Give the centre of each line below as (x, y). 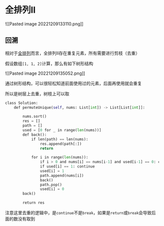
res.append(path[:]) (61, 144)
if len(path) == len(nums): (60, 139)
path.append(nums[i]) (62, 175)
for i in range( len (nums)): (60, 157)
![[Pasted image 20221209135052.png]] (45, 73)
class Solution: (21, 103)
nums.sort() (35, 117)
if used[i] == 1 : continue (67, 166)
